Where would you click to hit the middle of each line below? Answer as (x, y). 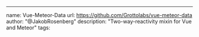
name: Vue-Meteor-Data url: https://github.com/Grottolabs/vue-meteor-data (99, 15)
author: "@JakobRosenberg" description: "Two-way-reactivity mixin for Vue (99, 21)
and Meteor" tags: (28, 28)
